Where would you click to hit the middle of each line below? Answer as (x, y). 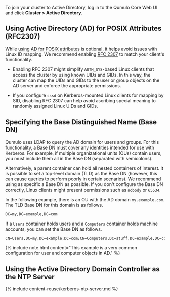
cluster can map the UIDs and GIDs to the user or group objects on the (86, 80)
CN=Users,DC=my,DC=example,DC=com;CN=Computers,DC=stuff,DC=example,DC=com (87, 238)
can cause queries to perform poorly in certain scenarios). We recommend (83, 179)
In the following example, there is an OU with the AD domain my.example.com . (85, 199)
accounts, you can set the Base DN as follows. (54, 229)
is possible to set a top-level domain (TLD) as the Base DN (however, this (81, 173)
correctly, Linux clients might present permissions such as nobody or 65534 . (83, 190)
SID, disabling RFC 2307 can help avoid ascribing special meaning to (84, 100)
